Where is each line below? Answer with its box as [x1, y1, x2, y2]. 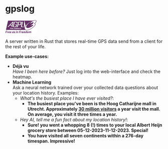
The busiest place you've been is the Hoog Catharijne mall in [27, 100, 156, 106]
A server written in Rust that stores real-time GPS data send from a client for [5, 38, 163, 44]
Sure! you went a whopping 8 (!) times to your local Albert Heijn [27, 122, 162, 128]
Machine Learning [12, 79, 52, 85]
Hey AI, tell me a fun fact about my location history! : [20, 116, 128, 122]
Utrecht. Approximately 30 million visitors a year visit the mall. [27, 106, 160, 112]
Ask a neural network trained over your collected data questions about [12, 84, 158, 91]
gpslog [5, 3, 35, 15]
